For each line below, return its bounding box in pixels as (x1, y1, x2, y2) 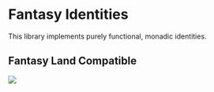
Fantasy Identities (8, 6, 129, 24)
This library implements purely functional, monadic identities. (8, 31, 207, 41)
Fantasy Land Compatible (8, 54, 137, 68)
